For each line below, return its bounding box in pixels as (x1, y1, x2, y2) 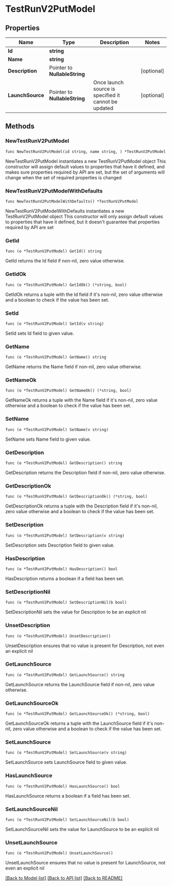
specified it (93, 92, 120, 99)
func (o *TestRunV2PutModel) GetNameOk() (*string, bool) (5, 388, 132, 393)
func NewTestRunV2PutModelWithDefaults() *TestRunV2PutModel (5, 199, 139, 204)
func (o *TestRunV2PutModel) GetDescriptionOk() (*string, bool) (5, 494, 147, 499)
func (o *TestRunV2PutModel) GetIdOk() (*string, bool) (5, 282, 127, 288)
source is (93, 85, 116, 92)
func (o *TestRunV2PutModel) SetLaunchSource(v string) (5, 750, 127, 756)
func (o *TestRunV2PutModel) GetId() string (5, 249, 102, 254)
